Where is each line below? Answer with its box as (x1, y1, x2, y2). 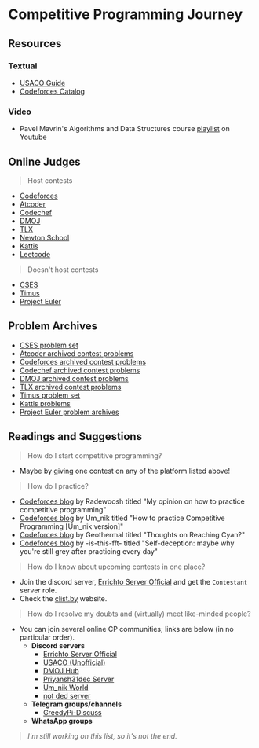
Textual (8, 60, 38, 71)
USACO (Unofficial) (42, 658, 106, 667)
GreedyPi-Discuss (42, 707, 102, 717)
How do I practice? (27, 481, 89, 490)
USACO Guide (19, 78, 66, 87)
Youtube (19, 132, 47, 142)
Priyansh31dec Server (42, 674, 115, 684)
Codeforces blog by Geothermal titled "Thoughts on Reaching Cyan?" (19, 530, 246, 539)
